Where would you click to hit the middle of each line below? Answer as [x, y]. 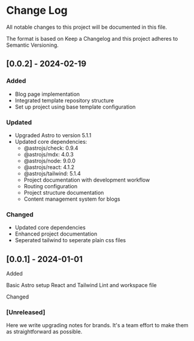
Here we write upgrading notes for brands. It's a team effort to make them [97, 325]
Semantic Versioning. [32, 45]
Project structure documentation [64, 192]
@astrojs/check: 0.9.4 [51, 148]
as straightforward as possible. [44, 332]
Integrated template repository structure [64, 100]
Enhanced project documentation [56, 234]
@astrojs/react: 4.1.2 [49, 167]
